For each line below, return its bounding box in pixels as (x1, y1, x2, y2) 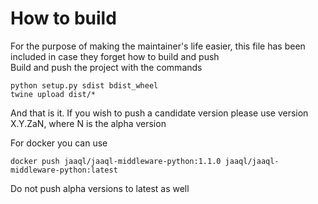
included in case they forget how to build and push (10, 50, 220, 62)
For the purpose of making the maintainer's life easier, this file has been (10, 40, 306, 52)
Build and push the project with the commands (10, 61, 203, 73)
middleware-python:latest (10, 165, 118, 175)
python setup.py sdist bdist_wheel (10, 80, 159, 91)
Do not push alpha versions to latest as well (10, 182, 190, 194)
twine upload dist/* (10, 89, 97, 99)
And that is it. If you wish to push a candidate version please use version (10, 107, 309, 119)
